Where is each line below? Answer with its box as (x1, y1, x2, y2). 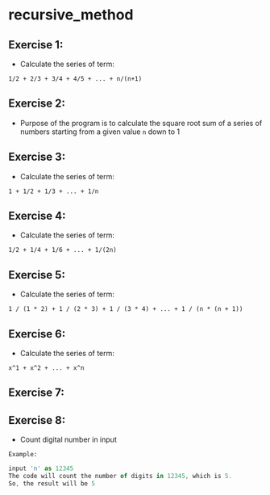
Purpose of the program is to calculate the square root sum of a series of (19, 118, 263, 128)
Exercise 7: (8, 386, 64, 400)
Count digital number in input (19, 434, 117, 445)
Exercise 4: (8, 209, 66, 223)
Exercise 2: (8, 97, 66, 111)
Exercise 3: (8, 150, 66, 164)
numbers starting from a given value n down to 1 (19, 127, 181, 136)
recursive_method (8, 6, 135, 24)
